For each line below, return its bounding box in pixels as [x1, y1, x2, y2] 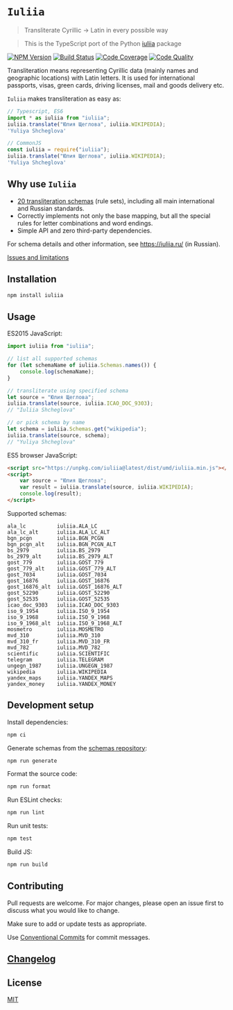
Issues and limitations [7, 253, 69, 262]
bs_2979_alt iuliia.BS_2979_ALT [7, 553, 113, 560]
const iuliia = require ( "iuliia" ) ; [7, 146, 110, 153]
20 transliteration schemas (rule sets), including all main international [17, 196, 215, 205]
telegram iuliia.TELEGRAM [7, 656, 104, 663]
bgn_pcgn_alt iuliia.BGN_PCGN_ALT [7, 541, 116, 548]
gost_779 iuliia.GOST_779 [7, 559, 104, 566]
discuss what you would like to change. [7, 906, 120, 914]
